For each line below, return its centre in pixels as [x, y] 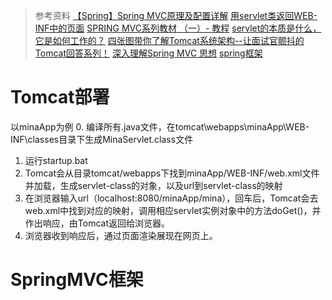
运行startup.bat [56, 160]
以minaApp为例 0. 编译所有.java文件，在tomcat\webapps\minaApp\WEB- [160, 126]
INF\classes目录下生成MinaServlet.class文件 [102, 139]
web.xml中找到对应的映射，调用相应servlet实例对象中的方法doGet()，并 [173, 210]
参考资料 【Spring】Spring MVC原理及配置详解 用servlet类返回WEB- [176, 15]
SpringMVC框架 [77, 280]
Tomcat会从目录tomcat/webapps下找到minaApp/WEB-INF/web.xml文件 [172, 173]
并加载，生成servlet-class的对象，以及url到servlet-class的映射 [153, 185]
